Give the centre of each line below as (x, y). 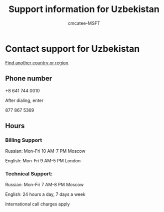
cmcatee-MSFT (84, 23)
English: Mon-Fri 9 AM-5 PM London (43, 161)
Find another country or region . (37, 63)
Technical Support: (29, 174)
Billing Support (24, 140)
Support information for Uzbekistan (84, 9)
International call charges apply (37, 204)
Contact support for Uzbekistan (72, 48)
